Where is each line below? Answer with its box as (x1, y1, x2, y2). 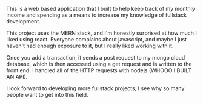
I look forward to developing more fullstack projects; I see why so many (6, 85, 185, 92)
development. (6, 18, 41, 25)
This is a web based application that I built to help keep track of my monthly (6, 5, 195, 12)
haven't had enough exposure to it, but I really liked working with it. (6, 42, 174, 49)
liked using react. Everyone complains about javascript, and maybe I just (6, 36, 187, 43)
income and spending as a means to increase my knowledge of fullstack (6, 11, 187, 19)
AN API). (6, 73, 28, 80)
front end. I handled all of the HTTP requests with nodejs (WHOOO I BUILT (6, 67, 192, 74)
